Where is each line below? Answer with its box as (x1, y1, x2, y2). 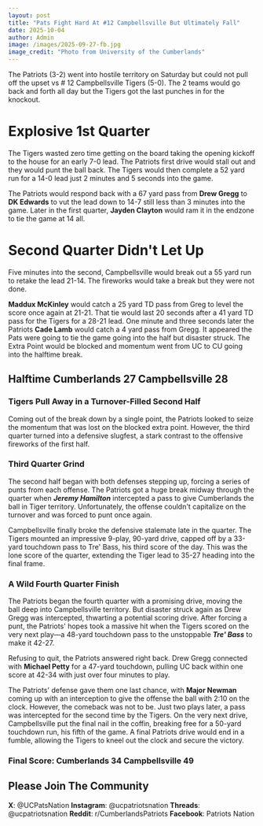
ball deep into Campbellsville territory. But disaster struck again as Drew (8, 605, 242, 614)
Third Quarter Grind (8, 458, 85, 469)
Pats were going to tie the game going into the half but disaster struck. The (8, 332, 250, 343)
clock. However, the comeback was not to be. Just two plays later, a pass (8, 702, 246, 712)
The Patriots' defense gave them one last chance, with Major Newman (8, 686, 237, 695)
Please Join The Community (8, 780, 149, 793)
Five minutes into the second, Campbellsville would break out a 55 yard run (8, 267, 252, 276)
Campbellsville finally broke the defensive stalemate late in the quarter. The (8, 525, 252, 535)
